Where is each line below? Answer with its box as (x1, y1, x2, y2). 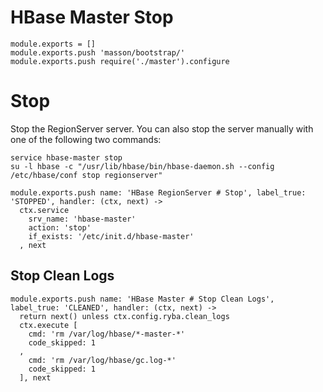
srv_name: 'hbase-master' (28, 214, 137, 224)
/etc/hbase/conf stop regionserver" (10, 170, 163, 180)
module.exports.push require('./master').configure (10, 56, 230, 66)
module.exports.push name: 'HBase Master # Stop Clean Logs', (10, 294, 275, 304)
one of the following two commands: (10, 133, 162, 145)
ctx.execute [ (19, 320, 78, 330)
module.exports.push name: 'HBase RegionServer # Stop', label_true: (10, 187, 307, 198)
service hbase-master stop (10, 152, 123, 163)
